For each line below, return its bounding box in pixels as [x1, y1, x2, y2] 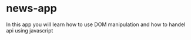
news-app [6, 2, 57, 15]
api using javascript [6, 27, 53, 34]
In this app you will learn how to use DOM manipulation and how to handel [6, 21, 186, 28]
